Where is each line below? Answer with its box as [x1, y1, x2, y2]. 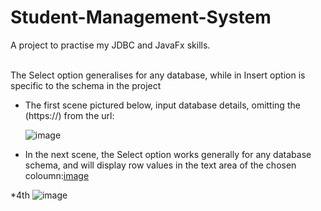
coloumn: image [24, 169, 90, 181]
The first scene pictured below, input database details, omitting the [24, 99, 301, 111]
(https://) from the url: [24, 109, 115, 121]
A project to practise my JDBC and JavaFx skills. [10, 39, 211, 51]
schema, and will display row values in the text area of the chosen [24, 159, 297, 171]
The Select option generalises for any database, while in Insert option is [10, 69, 306, 81]
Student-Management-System [10, 6, 272, 29]
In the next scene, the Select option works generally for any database [24, 148, 312, 160]
